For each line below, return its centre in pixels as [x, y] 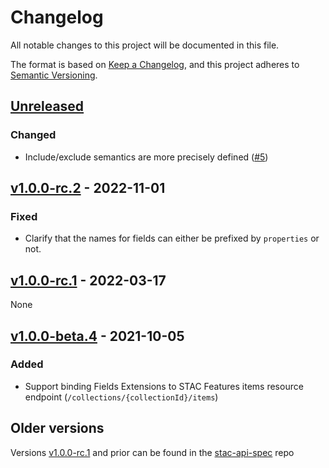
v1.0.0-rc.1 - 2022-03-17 [88, 280]
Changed [33, 135]
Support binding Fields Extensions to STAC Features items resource [164, 386]
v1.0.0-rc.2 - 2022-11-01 [88, 188]
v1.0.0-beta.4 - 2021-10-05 [97, 336]
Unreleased [47, 106]
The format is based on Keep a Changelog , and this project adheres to [155, 64]
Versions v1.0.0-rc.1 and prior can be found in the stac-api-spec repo [152, 452]
